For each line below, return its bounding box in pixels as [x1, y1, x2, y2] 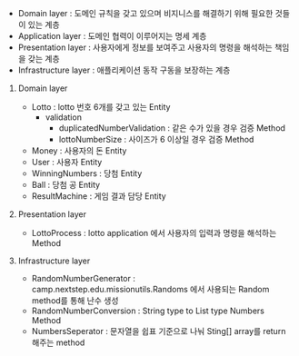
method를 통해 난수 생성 [31, 295, 119, 306]
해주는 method [31, 337, 85, 348]
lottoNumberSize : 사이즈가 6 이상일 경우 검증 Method [58, 134, 254, 144]
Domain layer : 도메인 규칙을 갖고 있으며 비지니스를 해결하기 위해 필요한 [17, 8, 274, 18]
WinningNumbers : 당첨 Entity [31, 168, 143, 179]
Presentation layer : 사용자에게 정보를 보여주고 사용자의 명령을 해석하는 [17, 42, 273, 53]
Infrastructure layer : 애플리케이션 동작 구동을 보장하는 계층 [17, 64, 231, 75]
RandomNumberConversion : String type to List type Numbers [31, 305, 265, 316]
